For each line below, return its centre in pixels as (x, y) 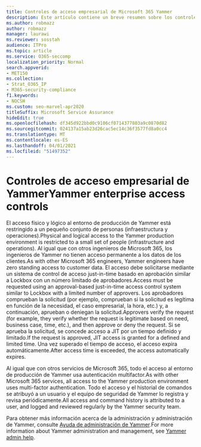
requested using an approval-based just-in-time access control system (94, 287)
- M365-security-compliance (41, 90)
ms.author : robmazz (31, 23)
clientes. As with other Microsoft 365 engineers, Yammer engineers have (95, 261)
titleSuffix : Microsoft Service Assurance (60, 112)
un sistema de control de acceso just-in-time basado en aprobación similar (99, 274)
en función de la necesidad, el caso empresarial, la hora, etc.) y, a (87, 306)
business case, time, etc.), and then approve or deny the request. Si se (93, 325)
